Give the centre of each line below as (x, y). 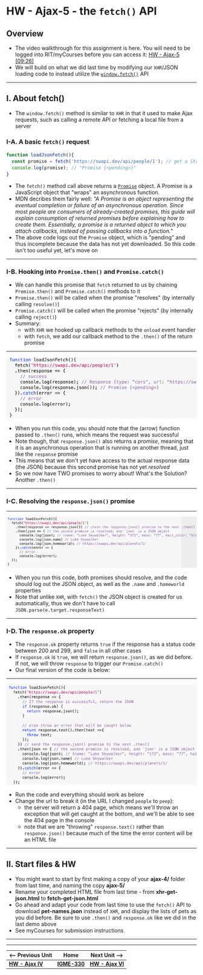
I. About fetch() (35, 98)
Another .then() (35, 480)
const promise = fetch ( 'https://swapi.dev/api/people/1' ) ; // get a (100, 161)
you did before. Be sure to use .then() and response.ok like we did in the (105, 917)
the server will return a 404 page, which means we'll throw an (101, 807)
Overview (25, 34)
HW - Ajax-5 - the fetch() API (82, 11)
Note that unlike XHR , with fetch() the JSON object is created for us (98, 597)
